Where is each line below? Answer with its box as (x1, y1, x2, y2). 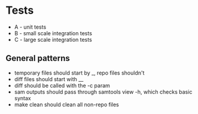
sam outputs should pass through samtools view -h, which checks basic (14, 88, 193, 95)
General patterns (5, 53, 70, 63)
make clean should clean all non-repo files (14, 101, 119, 108)
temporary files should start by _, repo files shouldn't (14, 69, 145, 76)
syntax (14, 94, 31, 101)
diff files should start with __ (14, 75, 84, 82)
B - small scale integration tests (14, 29, 92, 36)
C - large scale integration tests (14, 36, 92, 43)
